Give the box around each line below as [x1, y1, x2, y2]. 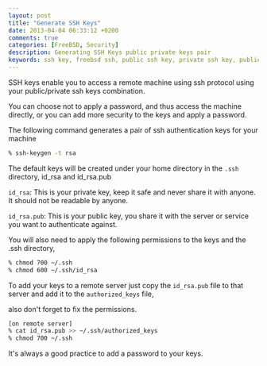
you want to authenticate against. [8, 219, 118, 229]
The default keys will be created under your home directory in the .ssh [8, 164, 239, 173]
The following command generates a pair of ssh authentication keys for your [8, 125, 258, 135]
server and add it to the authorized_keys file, [8, 289, 154, 299]
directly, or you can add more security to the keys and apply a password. [8, 110, 247, 119]
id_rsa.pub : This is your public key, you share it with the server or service [8, 211, 249, 221]
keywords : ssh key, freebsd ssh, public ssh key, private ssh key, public [8, 56, 261, 64]
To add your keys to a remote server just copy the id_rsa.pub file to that [8, 280, 244, 290]
